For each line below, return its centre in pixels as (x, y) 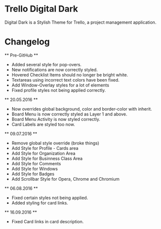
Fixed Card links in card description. (48, 221)
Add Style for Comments (36, 163)
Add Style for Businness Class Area (47, 158)
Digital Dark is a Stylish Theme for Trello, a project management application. (80, 22)
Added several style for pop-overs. (47, 64)
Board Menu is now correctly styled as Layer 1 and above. (69, 114)
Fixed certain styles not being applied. (50, 198)
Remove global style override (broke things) (55, 143)
